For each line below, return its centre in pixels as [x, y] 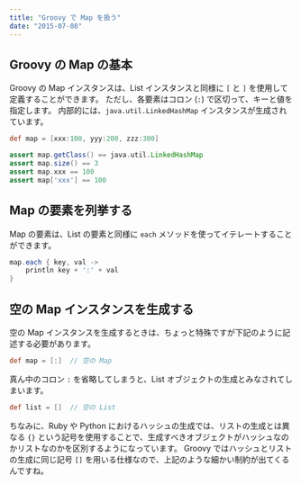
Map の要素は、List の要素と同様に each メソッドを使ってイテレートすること [151, 234]
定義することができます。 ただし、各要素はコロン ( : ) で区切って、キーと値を [151, 99]
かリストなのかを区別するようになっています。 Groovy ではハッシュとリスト [151, 448]
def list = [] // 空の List [63, 407]
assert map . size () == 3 [54, 164]
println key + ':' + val [72, 271]
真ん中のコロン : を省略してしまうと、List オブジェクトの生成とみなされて [147, 379]
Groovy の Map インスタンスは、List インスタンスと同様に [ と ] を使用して [149, 88]
